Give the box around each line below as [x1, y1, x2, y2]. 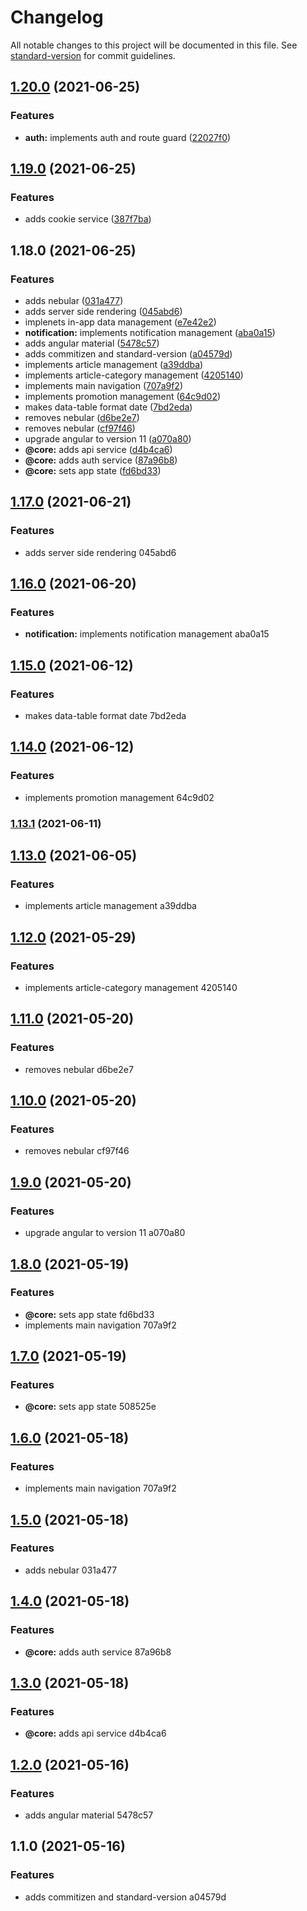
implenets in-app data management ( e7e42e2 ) [24, 316, 217, 328]
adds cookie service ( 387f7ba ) [24, 213, 152, 225]
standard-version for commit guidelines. [10, 49, 176, 61]
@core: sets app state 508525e [24, 1401, 157, 1413]
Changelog [10, 6, 104, 29]
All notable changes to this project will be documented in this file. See [10, 39, 298, 51]
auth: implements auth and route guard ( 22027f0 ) [24, 131, 232, 143]
